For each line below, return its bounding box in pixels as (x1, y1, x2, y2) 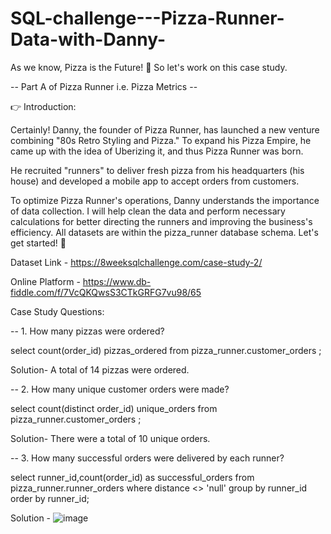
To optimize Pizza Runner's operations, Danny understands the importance (10, 194, 320, 206)
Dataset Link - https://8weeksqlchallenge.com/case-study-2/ (10, 256, 263, 268)
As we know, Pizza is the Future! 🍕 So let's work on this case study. (10, 61, 288, 73)
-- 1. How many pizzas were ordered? (10, 325, 165, 337)
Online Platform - (10, 275, 81, 287)
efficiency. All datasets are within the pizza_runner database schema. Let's (10, 226, 319, 238)
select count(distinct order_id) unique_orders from (10, 402, 218, 414)
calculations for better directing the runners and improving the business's (10, 215, 313, 227)
